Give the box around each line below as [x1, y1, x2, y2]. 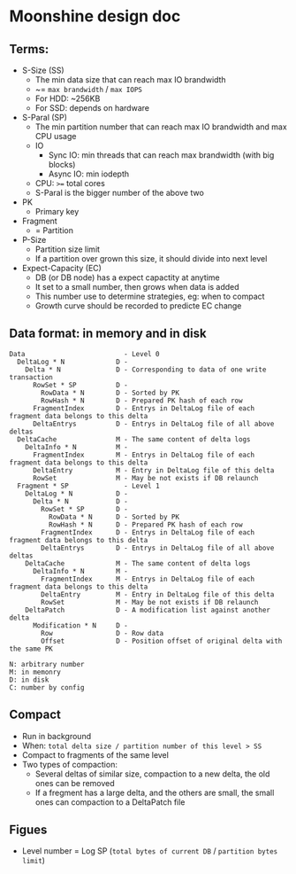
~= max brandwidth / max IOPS [34, 84, 143, 94]
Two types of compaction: [21, 759, 118, 769]
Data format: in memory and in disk [9, 326, 207, 341]
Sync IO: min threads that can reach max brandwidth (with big [48, 150, 275, 160]
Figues [9, 823, 48, 838]
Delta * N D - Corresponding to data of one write [25, 365, 267, 374]
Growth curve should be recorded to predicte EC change [34, 300, 242, 311]
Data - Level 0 [9, 349, 161, 358]
